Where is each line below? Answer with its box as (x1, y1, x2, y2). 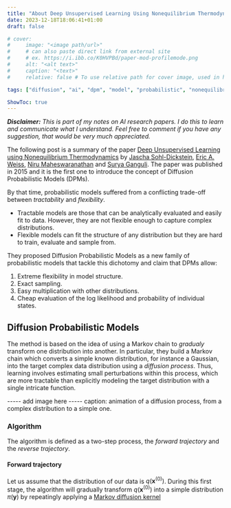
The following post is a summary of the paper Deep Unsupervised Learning (7, 145, 221, 154)
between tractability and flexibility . (7, 196, 105, 204)
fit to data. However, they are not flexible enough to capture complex (16, 216, 212, 225)
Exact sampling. (16, 280, 63, 288)
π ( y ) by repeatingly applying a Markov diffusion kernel (7, 492, 162, 500)
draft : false (7, 23, 45, 30)
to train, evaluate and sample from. (16, 238, 116, 247)
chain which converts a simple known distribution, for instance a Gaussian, (7, 354, 219, 363)
